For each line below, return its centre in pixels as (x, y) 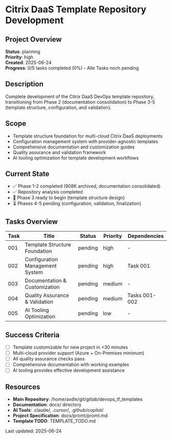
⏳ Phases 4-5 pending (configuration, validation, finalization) (77, 203)
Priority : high (19, 57)
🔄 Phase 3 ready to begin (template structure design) (69, 198)
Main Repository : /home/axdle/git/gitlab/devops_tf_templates (78, 399)
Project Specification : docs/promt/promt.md (60, 416)
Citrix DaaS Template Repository (76, 9)
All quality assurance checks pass (49, 359)
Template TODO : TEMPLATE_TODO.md (54, 421)
